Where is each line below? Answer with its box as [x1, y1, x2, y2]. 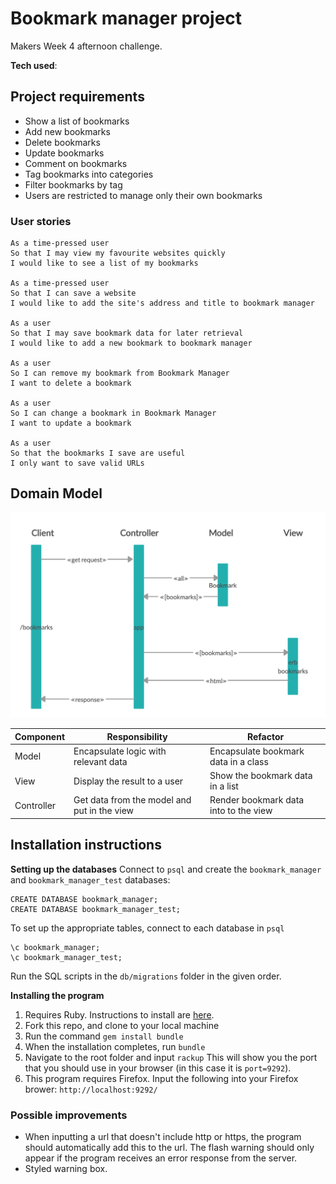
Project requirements [10, 88, 145, 106]
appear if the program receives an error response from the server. [24, 1152, 298, 1164]
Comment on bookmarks [24, 157, 128, 169]
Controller [14, 799, 57, 811]
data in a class [209, 755, 269, 767]
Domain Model [10, 485, 103, 502]
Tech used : [10, 59, 58, 71]
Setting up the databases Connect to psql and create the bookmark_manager [10, 863, 322, 875]
